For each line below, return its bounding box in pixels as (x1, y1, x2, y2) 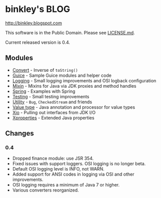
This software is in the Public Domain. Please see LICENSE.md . (5, 29, 135, 35)
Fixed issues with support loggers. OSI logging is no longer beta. (12, 161, 146, 167)
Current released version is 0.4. (5, 39, 70, 45)
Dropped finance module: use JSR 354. (12, 156, 94, 162)
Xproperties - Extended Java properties (12, 115, 94, 121)
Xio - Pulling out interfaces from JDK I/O (12, 109, 96, 115)
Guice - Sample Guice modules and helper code (12, 72, 111, 78)
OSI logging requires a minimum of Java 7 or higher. (12, 182, 120, 188)
